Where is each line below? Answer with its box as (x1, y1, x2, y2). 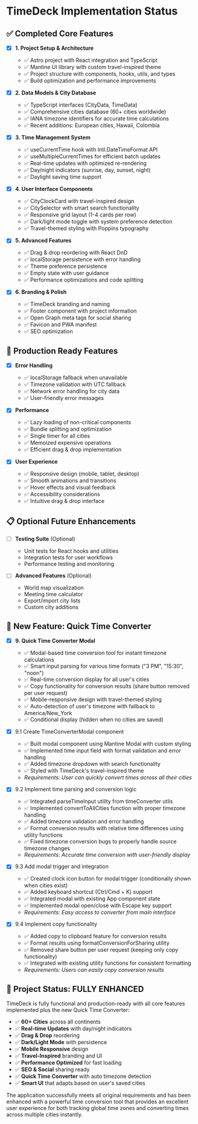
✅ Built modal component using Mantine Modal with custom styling (24, 740, 191, 748)
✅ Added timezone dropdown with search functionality (24, 760, 161, 768)
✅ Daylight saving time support (24, 173, 101, 181)
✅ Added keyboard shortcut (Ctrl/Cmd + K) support (24, 888, 153, 896)
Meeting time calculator (24, 591, 83, 598)
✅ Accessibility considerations (24, 491, 101, 498)
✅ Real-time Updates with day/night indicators (14, 1025, 132, 1033)
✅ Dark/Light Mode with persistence (14, 1039, 107, 1046)
